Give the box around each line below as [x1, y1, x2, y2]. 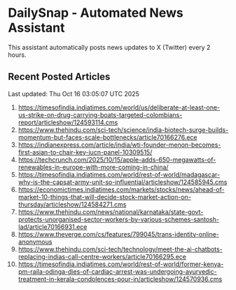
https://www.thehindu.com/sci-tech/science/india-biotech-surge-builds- [18, 125, 229, 134]
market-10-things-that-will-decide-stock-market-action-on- [18, 192, 192, 201]
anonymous [18, 237, 53, 246]
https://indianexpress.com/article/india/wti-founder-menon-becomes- [18, 140, 221, 149]
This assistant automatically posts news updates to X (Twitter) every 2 [8, 43, 211, 51]
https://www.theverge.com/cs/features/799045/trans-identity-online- [18, 230, 220, 238]
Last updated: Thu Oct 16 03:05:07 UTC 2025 [8, 89, 139, 98]
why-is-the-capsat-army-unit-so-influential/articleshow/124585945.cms [18, 178, 228, 186]
